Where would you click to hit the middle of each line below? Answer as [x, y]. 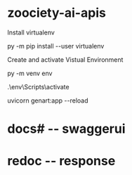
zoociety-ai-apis [57, 13]
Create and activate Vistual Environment [65, 59]
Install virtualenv [31, 32]
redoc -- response [61, 161]
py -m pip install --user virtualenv [56, 46]
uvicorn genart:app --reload [48, 101]
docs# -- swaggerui [66, 129]
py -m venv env [30, 73]
